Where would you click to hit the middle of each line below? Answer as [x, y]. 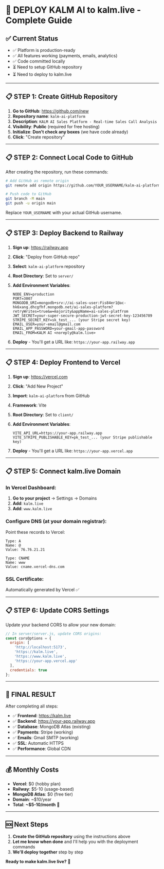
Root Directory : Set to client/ [43, 414]
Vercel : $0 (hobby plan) [36, 784]
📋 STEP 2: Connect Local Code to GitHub [69, 158]
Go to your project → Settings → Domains [55, 498]
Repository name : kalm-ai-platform [49, 116]
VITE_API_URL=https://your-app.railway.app [57, 433]
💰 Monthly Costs [32, 769]
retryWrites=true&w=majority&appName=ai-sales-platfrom [70, 311]
